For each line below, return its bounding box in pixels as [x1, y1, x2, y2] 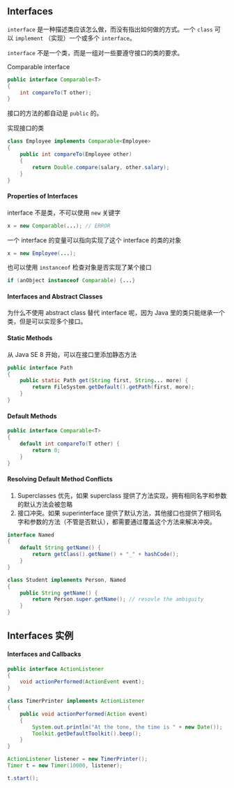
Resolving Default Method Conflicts [7, 474, 113, 483]
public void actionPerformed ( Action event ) [19, 710, 148, 717]
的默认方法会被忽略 [17, 499, 73, 509]
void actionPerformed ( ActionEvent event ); [19, 678, 145, 685]
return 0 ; [32, 446, 61, 453]
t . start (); [7, 775, 39, 782]
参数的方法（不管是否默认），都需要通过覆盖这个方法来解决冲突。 [29, 517, 216, 526]
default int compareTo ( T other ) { [19, 440, 120, 447]
